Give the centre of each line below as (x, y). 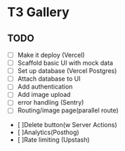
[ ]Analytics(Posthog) (48, 132)
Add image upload (44, 95)
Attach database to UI (49, 79)
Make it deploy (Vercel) (51, 55)
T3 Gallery (39, 12)
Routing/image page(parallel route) (68, 110)
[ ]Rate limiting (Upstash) (53, 139)
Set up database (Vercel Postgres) (67, 71)
